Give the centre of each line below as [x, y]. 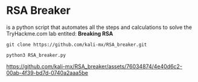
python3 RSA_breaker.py [36, 55]
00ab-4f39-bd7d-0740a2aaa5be [47, 72]
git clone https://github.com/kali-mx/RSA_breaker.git [77, 45]
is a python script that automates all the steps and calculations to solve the [99, 27]
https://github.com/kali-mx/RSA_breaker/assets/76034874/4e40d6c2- [94, 66]
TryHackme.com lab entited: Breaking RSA [60, 33]
